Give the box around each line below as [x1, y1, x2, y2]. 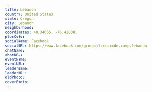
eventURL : [5, 61, 25, 66]
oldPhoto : [5, 75, 25, 80]
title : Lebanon [5, 7, 36, 12]
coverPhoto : [5, 79, 29, 84]
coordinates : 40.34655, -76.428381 [5, 30, 77, 35]
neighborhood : [5, 25, 34, 30]
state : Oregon [5, 16, 34, 21]
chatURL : [5, 52, 23, 57]
